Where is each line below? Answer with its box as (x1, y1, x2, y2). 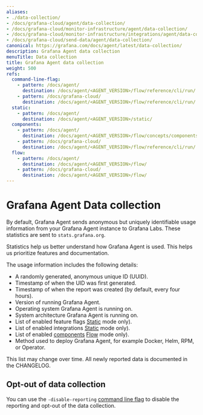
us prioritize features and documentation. (6, 249, 109, 256)
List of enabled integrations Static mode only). (14, 324, 130, 331)
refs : (6, 71, 20, 77)
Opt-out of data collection (6, 379, 106, 390)
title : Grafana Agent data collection (6, 59, 104, 65)
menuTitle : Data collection (6, 54, 77, 60)
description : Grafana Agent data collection (6, 48, 120, 55)
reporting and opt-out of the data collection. (6, 402, 116, 409)
